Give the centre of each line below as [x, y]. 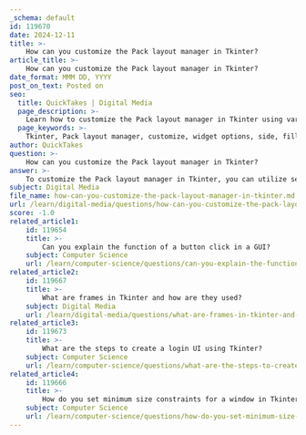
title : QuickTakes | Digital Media [85, 103]
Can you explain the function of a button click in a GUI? [157, 247]
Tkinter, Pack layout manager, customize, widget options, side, [153, 137]
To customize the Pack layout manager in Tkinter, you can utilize [156, 179]
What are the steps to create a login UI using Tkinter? [152, 348]
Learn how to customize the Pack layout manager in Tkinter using [154, 119]
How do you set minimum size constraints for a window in [154, 399]
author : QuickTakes [46, 145]
